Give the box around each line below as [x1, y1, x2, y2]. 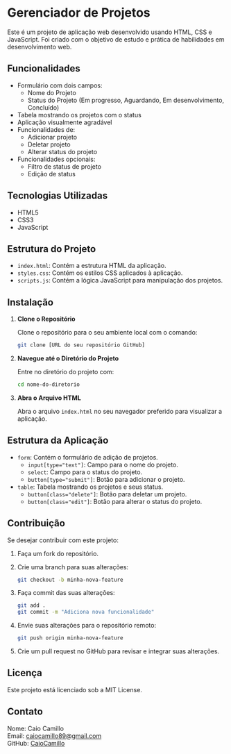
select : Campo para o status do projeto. [27, 467, 143, 476]
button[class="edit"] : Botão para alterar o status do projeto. [27, 497, 203, 505]
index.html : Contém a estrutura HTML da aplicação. [17, 262, 166, 270]
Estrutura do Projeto [7, 243, 96, 255]
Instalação [7, 296, 54, 308]
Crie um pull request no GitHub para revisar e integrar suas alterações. [17, 647, 220, 655]
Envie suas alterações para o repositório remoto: [17, 621, 157, 630]
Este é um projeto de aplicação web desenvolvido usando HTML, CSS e [7, 28, 213, 36]
